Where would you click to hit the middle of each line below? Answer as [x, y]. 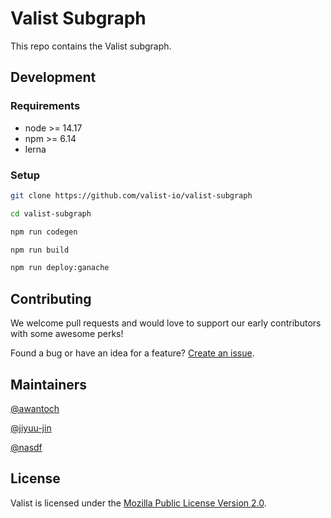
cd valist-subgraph [51, 213]
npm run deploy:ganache [60, 268]
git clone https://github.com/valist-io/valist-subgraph [131, 195]
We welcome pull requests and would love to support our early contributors [166, 323]
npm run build [40, 250]
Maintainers [49, 384]
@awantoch [35, 408]
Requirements [45, 106]
